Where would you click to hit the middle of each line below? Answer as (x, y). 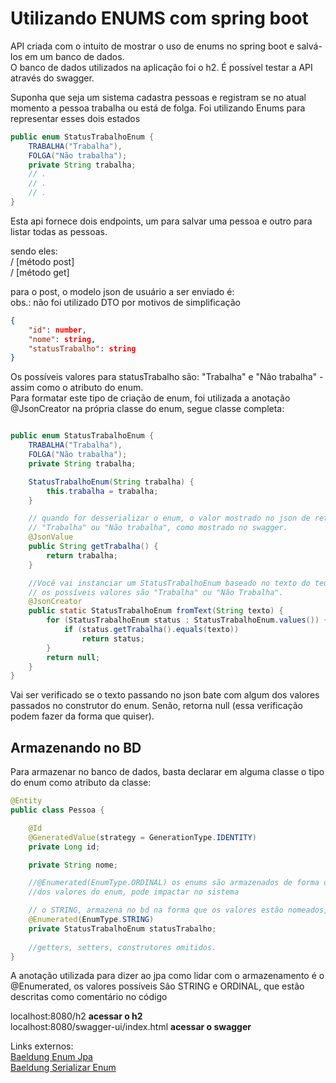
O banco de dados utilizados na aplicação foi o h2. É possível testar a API (161, 67)
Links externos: (42, 1046)
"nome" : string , (62, 339)
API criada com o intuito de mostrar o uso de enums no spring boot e (152, 46)
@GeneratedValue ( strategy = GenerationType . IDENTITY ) (142, 837)
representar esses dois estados (75, 118)
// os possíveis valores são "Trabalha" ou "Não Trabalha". (156, 592)
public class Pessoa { (57, 810)
